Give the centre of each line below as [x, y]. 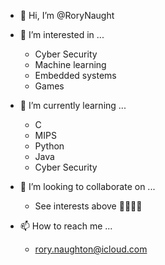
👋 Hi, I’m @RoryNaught [67, 15]
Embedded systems [75, 75]
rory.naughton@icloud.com [91, 249]
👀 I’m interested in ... [62, 34]
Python [49, 146]
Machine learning [70, 64]
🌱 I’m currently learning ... [73, 105]
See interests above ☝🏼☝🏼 [88, 206]
